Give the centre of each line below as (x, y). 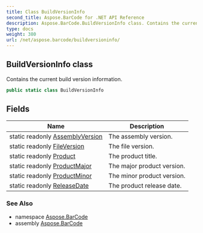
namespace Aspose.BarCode (51, 217)
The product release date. (145, 185)
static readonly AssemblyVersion (56, 136)
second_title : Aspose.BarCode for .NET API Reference (76, 18)
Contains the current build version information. (64, 79)
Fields (18, 109)
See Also (20, 203)
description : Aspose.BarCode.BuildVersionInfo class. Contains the (93, 23)
